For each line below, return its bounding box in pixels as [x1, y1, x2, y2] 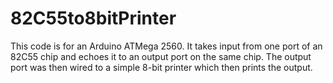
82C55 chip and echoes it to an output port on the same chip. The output [10, 50, 312, 62]
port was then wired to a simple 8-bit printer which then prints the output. [10, 61, 313, 73]
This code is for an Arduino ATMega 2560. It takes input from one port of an [10, 40, 323, 52]
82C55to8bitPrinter [10, 7, 177, 30]
